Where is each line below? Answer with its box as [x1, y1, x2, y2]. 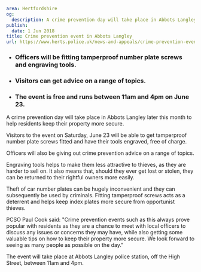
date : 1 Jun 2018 [11, 27, 55, 34]
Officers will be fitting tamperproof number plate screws [14, 53, 182, 62]
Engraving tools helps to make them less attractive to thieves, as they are [6, 161, 187, 169]
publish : [6, 22, 28, 28]
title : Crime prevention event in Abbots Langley [6, 33, 133, 39]
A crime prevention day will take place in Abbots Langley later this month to [6, 114, 192, 121]
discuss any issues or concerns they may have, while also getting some [6, 229, 183, 236]
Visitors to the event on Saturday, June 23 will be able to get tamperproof [6, 132, 187, 139]
